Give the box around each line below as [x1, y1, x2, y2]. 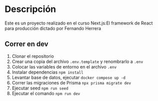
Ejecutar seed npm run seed [11, 85, 68, 91]
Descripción [4, 3, 56, 15]
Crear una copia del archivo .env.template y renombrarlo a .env [11, 58, 143, 64]
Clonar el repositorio [11, 53, 54, 59]
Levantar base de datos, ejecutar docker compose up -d [11, 74, 126, 80]
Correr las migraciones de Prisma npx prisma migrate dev [11, 79, 132, 85]
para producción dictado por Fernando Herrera [4, 25, 102, 31]
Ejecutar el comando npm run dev [11, 90, 80, 96]
